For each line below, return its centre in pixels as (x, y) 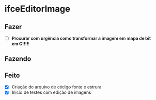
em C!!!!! (21, 44)
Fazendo (18, 59)
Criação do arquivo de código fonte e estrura (56, 87)
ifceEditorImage (38, 9)
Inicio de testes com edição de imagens (51, 92)
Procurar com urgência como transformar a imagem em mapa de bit (81, 38)
